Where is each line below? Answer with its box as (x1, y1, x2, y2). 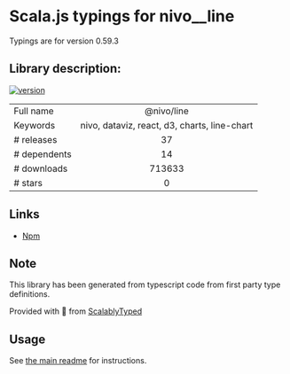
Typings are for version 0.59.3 (9, 35, 120, 46)
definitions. (9, 289, 51, 300)
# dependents (13, 148, 73, 160)
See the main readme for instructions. (9, 355, 147, 366)
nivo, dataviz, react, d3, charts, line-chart (80, 119, 254, 131)
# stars (13, 176, 43, 189)
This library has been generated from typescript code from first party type (9, 279, 281, 290)
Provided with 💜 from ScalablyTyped (9, 306, 143, 316)
